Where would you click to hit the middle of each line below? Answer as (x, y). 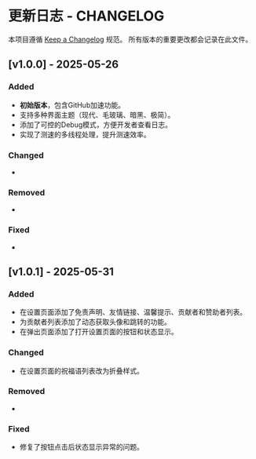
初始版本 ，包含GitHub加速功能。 (72, 105)
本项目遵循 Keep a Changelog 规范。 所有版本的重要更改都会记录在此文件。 (130, 39)
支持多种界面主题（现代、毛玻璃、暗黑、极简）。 (97, 115)
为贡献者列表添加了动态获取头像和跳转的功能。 (95, 322)
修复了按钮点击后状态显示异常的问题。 (81, 447)
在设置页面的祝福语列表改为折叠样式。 (81, 370)
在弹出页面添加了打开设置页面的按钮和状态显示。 (99, 332)
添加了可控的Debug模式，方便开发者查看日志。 (96, 124)
